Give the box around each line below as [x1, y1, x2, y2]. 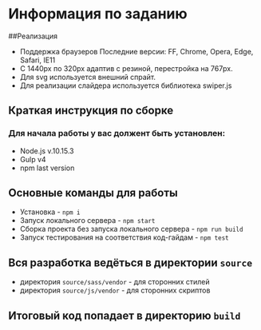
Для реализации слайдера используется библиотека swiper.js [19, 81, 232, 90]
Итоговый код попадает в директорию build [8, 308, 241, 322]
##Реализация [8, 31, 58, 41]
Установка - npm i [19, 207, 81, 217]
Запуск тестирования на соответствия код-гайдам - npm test [19, 233, 229, 242]
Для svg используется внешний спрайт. [19, 72, 156, 82]
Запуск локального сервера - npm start [19, 216, 156, 225]
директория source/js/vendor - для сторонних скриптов [19, 285, 211, 296]
